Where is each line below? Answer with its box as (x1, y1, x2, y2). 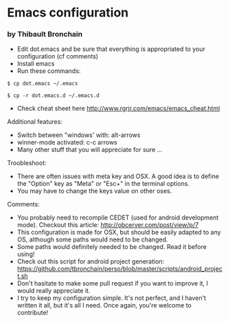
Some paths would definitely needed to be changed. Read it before (16, 243, 207, 251)
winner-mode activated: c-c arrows (16, 138, 118, 147)
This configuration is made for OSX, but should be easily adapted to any (16, 228, 221, 237)
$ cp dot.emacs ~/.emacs (7, 80, 78, 87)
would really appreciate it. (16, 287, 91, 295)
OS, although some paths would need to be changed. (16, 235, 168, 244)
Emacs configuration (7, 5, 129, 21)
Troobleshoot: (7, 159, 47, 167)
